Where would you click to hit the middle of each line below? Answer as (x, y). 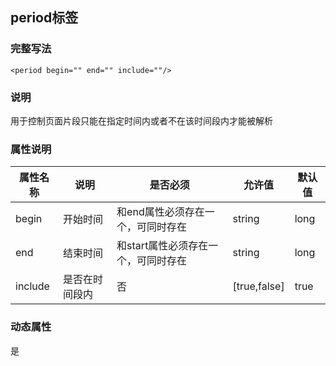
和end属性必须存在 (160, 212)
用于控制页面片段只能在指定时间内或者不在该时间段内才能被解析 (141, 120)
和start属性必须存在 (162, 246)
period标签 (44, 18)
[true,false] (258, 286)
